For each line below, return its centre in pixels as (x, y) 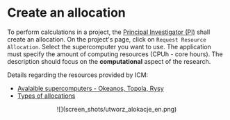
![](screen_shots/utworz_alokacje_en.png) (117, 109)
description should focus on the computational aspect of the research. (109, 61)
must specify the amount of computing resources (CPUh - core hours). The (115, 54)
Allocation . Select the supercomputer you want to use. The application (109, 46)
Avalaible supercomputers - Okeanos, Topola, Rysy (91, 88)
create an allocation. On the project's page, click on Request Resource (107, 39)
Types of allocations (46, 96)
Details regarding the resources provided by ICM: (78, 75)
